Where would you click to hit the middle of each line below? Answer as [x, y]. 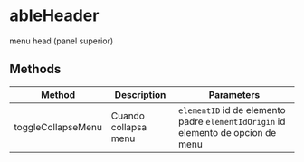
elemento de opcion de [227, 132]
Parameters [234, 94]
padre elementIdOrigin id [232, 121]
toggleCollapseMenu [58, 127]
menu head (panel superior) [62, 41]
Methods [35, 69]
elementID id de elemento [232, 110]
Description [140, 94]
